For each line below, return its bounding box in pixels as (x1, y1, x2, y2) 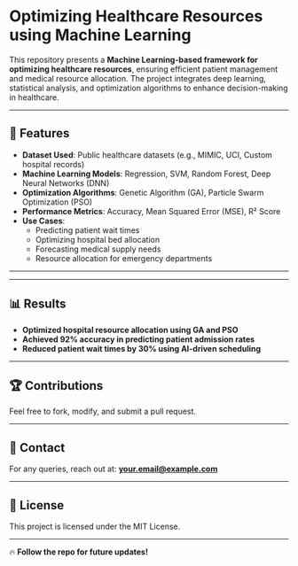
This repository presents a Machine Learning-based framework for (9, 54, 259, 65)
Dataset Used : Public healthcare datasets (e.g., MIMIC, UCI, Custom (21, 149, 273, 160)
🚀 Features (9, 126, 70, 141)
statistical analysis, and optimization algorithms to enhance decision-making (9, 82, 288, 93)
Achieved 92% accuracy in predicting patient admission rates (21, 334, 255, 345)
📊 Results (9, 297, 67, 312)
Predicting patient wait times (35, 224, 140, 236)
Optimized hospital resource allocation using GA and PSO (21, 324, 239, 335)
